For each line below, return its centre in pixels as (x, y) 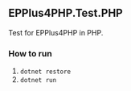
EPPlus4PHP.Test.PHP (65, 13)
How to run (30, 53)
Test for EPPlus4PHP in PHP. (56, 32)
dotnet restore (45, 72)
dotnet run (38, 81)
